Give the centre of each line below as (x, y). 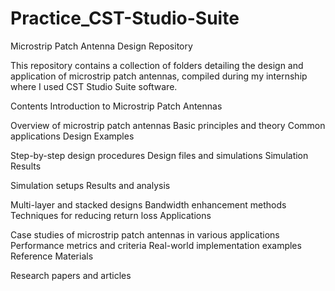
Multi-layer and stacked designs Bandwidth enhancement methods (148, 204)
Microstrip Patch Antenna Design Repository (101, 46)
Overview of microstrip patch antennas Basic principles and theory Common (168, 125)
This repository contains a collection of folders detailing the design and (157, 65)
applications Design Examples (72, 136)
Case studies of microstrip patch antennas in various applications (145, 234)
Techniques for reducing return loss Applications (111, 215)
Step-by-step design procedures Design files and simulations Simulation (159, 155)
